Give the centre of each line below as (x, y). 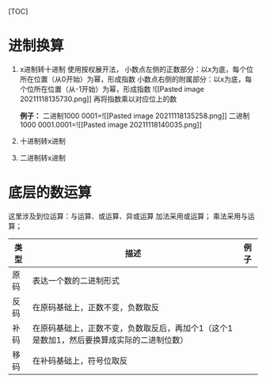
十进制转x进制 (42, 141)
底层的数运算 (50, 193)
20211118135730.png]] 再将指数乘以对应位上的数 (98, 99)
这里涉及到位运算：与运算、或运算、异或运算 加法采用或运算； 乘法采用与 (128, 216)
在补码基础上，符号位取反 (80, 361)
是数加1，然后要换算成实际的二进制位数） (110, 339)
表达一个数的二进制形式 (76, 280)
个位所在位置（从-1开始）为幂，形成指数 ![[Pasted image (112, 89)
